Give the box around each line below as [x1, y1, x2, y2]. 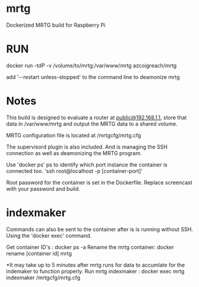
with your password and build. [6, 185, 80, 192]
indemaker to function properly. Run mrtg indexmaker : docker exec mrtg [6, 267, 185, 275]
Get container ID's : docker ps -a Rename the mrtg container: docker [6, 243, 174, 251]
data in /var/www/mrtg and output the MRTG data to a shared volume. [6, 120, 178, 127]
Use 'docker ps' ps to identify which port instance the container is [6, 161, 168, 168]
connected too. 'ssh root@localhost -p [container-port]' [6, 167, 143, 174]
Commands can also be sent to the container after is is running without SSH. [6, 225, 193, 233]
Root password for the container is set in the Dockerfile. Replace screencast [6, 179, 192, 186]
